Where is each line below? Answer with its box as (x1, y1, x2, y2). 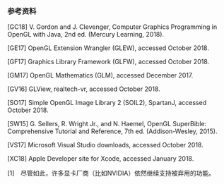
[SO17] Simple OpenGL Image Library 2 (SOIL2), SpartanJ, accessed (7, 99, 207, 107)
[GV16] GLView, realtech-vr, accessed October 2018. (7, 85, 160, 93)
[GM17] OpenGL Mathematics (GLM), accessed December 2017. (7, 71, 194, 80)
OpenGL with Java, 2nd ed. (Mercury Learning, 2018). (7, 30, 165, 39)
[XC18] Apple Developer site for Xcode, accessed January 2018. (7, 154, 194, 163)
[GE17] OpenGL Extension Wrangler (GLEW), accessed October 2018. (7, 44, 210, 52)
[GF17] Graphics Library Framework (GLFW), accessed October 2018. (7, 58, 210, 66)
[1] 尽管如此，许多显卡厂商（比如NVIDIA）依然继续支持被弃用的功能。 (7, 169, 216, 178)
